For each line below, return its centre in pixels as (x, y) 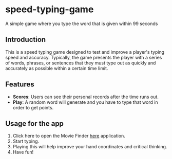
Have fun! (23, 152)
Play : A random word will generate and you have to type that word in (85, 102)
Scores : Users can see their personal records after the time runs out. (86, 97)
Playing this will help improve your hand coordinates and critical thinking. (90, 147)
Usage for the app (35, 123)
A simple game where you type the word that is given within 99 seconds (82, 24)
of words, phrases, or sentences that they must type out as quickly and (81, 63)
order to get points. (33, 107)
